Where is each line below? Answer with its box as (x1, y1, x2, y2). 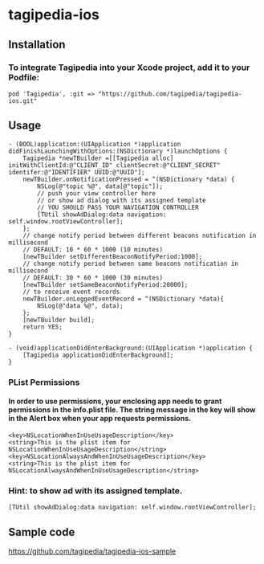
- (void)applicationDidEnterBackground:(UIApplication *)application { (8, 344, 253, 352)
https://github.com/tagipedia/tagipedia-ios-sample (8, 546, 177, 556)
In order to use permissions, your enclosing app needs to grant (8, 396, 222, 407)
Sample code (8, 525, 75, 539)
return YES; (22, 323, 63, 331)
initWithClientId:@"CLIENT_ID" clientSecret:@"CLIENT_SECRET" (8, 161, 221, 170)
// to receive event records (22, 288, 120, 296)
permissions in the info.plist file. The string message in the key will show (8, 405, 256, 415)
